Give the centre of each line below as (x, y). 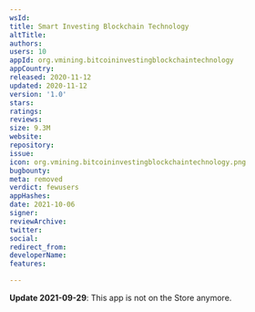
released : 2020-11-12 (51, 78)
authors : (26, 43)
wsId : (20, 18)
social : (24, 238)
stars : (22, 103)
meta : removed (36, 179)
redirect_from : (38, 247)
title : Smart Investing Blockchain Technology (99, 26)
